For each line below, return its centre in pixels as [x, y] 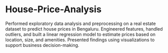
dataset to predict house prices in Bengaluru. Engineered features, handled [84, 29]
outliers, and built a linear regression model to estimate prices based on [80, 34]
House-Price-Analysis [53, 9]
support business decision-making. [43, 45]
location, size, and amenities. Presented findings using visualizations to [80, 40]
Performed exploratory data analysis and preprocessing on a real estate [81, 23]
